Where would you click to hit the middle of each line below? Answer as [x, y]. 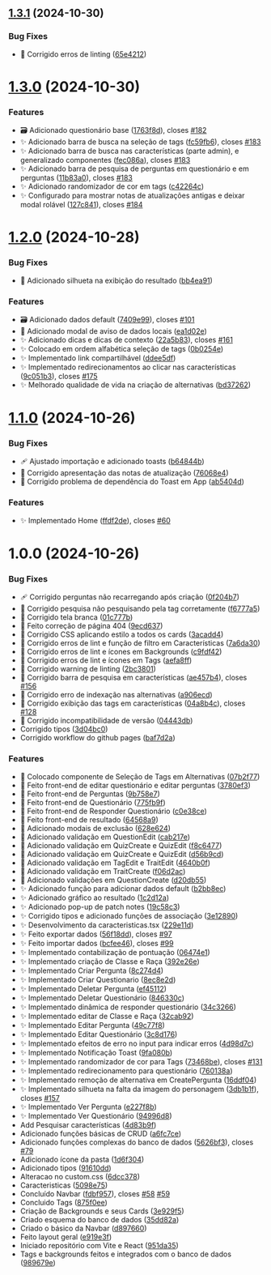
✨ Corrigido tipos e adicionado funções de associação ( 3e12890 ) [129, 915]
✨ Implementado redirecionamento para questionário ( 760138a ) [126, 1070]
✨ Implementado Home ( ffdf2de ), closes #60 [95, 520]
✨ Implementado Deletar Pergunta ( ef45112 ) [93, 988]
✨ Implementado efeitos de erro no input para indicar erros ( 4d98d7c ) [137, 1043]
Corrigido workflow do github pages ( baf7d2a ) [97, 738]
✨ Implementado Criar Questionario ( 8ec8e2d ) [98, 979]
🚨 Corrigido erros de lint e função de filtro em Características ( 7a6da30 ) [140, 643]
